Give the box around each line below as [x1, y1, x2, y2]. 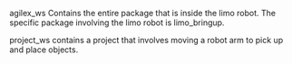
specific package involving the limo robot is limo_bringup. [9, 17, 225, 28]
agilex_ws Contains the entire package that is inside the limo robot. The [9, 8, 277, 18]
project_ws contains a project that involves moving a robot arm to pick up [9, 35, 284, 45]
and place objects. [9, 44, 79, 55]
